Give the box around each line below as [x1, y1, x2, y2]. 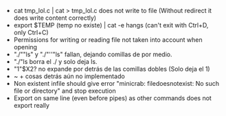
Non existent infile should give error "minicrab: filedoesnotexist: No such [13, 80, 220, 87]
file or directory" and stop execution [13, 86, 116, 95]
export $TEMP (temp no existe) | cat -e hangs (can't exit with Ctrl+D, [13, 21, 209, 29]
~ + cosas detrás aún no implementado [13, 72, 125, 80]
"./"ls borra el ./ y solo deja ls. [13, 58, 98, 65]
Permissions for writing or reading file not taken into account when [13, 36, 203, 44]
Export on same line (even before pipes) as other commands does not [13, 94, 212, 102]
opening [13, 43, 38, 51]
